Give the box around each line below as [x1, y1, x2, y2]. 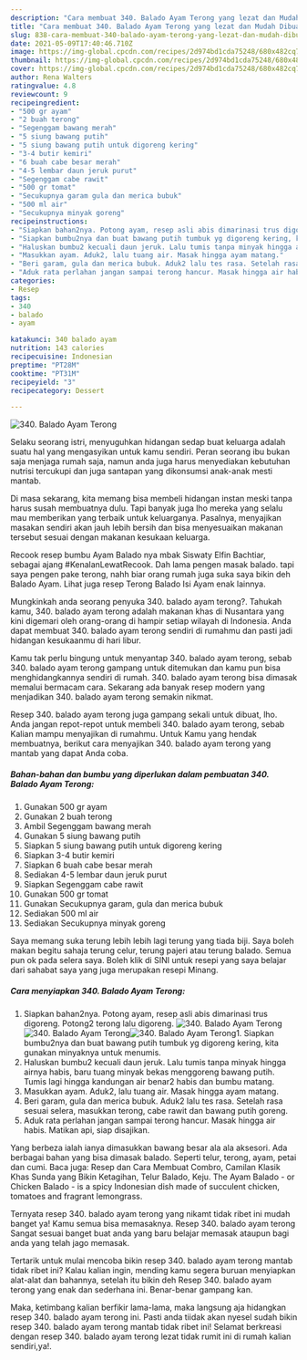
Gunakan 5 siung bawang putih [23, 831, 141, 842]
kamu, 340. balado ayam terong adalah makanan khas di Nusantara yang [10, 606, 285, 617]
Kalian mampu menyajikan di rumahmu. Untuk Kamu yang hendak [10, 729, 258, 740]
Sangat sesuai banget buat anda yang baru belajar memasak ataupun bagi [10, 1228, 290, 1239]
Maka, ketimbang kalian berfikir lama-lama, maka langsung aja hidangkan [10, 1302, 286, 1313]
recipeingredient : [10, 98, 80, 108]
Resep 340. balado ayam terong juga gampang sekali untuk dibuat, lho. [10, 709, 278, 721]
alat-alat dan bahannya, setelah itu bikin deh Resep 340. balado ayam [10, 1274, 272, 1286]
